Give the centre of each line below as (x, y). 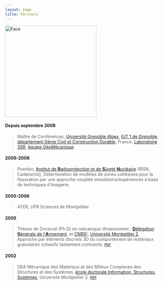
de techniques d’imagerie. (43, 184)
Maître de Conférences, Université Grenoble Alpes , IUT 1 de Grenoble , (88, 136)
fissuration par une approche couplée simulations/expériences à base (87, 179)
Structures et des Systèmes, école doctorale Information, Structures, (86, 272)
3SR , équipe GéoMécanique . (46, 147)
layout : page (18, 10)
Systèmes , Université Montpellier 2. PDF (57, 277)
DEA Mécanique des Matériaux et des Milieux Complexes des (79, 267)
